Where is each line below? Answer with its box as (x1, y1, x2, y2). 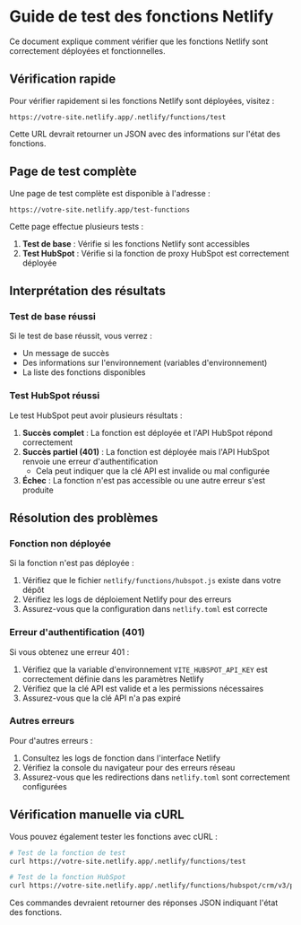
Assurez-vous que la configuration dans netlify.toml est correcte (21, 604, 268, 615)
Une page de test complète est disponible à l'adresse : (9, 188, 211, 198)
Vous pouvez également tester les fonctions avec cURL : (9, 831, 218, 842)
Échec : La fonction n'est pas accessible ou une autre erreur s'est (21, 475, 266, 485)
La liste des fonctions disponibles (21, 367, 146, 378)
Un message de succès (21, 348, 110, 359)
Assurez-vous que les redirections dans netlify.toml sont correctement (21, 772, 290, 782)
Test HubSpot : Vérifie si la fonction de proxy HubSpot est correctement (21, 248, 289, 258)
